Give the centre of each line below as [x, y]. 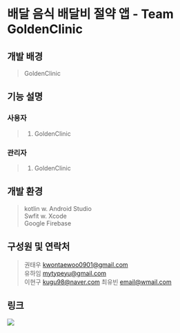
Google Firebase [48, 223]
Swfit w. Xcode [46, 216]
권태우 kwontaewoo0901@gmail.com [76, 264]
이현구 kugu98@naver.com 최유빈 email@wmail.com [98, 282]
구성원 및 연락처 [39, 246]
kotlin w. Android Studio [58, 208]
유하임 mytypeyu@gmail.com [65, 273]
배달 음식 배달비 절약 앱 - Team [90, 14]
